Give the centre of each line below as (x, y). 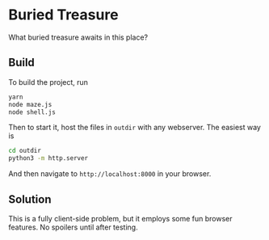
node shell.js (32, 112)
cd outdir (25, 151)
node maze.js (30, 104)
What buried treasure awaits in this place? (78, 37)
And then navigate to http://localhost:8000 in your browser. (110, 174)
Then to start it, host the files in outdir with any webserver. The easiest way (134, 128)
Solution (30, 199)
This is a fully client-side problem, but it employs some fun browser (120, 218)
